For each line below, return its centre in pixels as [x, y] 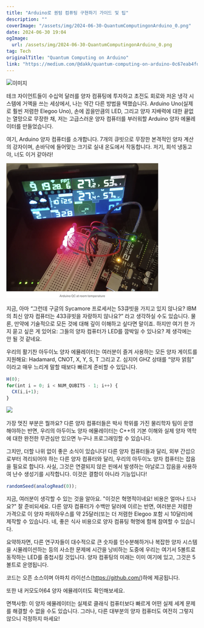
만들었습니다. [38, 126]
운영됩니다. [36, 565]
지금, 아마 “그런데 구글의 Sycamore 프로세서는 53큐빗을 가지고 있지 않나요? [96, 308]
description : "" [27, 19]
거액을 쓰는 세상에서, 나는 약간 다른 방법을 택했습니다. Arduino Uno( [103, 103]
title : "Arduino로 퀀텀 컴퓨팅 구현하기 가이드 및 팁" [67, 13]
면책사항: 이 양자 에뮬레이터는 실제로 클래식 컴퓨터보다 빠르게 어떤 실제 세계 [95, 603]
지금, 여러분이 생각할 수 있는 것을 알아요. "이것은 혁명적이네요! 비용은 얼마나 [96, 499]
